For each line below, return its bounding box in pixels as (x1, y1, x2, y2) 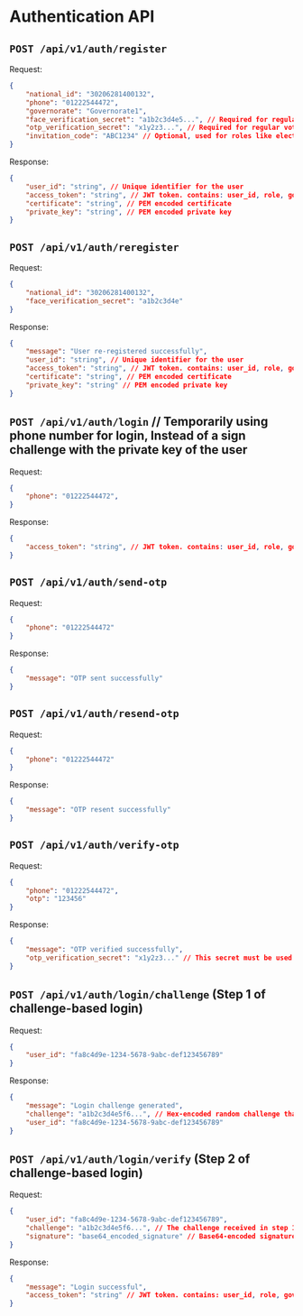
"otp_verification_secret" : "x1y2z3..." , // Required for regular (25, 124, 280, 133)
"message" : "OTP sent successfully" (25, 674, 164, 683)
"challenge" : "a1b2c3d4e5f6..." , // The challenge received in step (25, 1224, 289, 1233)
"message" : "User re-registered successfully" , (25, 347, 207, 356)
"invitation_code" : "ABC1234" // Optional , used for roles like (25, 132, 272, 141)
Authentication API (9, 6, 155, 27)
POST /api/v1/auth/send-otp (9, 575, 168, 589)
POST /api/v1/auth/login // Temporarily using (9, 414, 269, 429)
